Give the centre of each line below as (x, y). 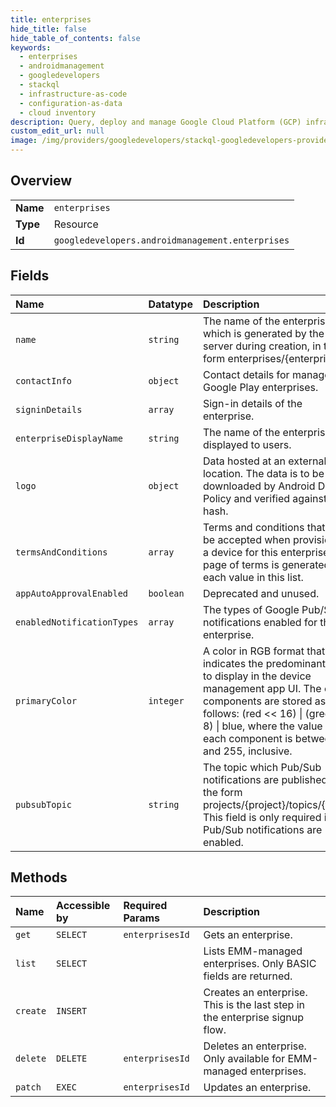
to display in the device (257, 676)
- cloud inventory (58, 112)
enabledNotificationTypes (77, 622)
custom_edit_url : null (57, 131)
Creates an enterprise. (255, 993)
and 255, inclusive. (247, 751)
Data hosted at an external (264, 461)
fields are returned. (248, 976)
